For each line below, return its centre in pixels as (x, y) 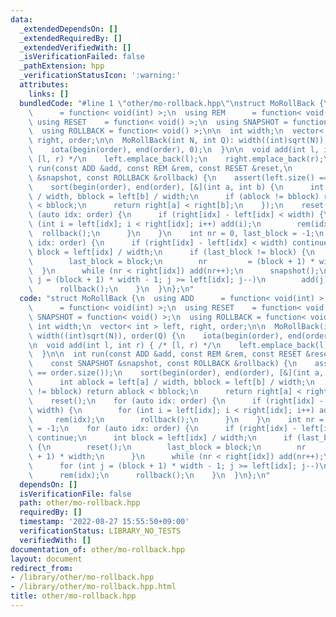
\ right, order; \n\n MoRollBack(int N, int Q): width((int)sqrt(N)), (178, 141)
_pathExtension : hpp (62, 66)
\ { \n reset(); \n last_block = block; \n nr (167, 447)
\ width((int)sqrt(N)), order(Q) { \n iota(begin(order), (156, 336)
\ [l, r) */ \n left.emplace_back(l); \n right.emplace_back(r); (176, 159)
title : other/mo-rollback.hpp (73, 596)
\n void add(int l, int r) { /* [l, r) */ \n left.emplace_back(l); (180, 345)
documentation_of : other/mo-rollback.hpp (98, 549)
